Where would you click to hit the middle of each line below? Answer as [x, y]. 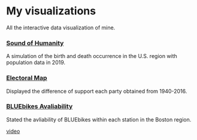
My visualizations [51, 11]
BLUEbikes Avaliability [40, 106]
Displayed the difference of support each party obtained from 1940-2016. [97, 91]
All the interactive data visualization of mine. [61, 28]
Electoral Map [27, 78]
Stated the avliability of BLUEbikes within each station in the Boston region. [99, 119]
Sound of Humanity [35, 43]
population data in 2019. [36, 63]
